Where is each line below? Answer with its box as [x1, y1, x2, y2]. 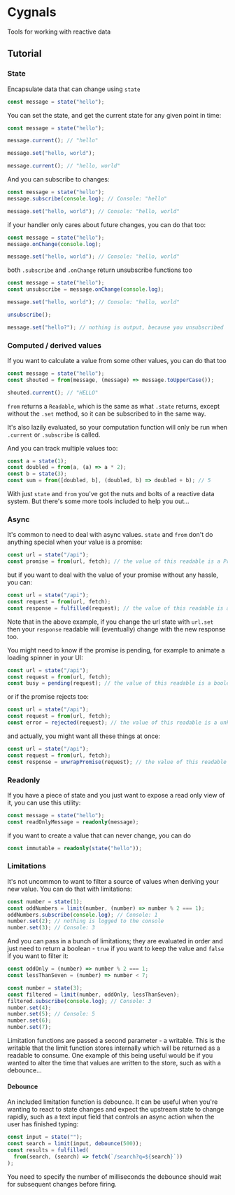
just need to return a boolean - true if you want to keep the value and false [7, 944, 225, 953]
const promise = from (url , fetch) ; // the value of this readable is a [7, 558, 220, 565]
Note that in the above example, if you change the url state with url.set [7, 617, 214, 626]
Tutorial [7, 48, 42, 60]
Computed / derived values [7, 341, 101, 350]
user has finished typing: [7, 1120, 79, 1128]
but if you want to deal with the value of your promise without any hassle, [7, 571, 219, 579]
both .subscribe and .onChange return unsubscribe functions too [7, 266, 192, 274]
